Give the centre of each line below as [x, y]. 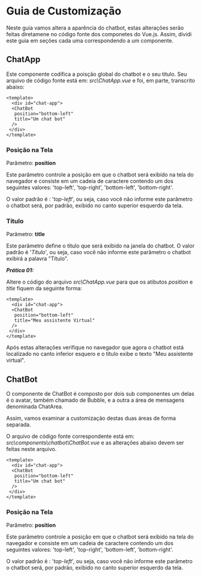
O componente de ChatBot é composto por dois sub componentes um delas [100, 394]
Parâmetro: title [25, 234]
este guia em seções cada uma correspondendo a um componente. [90, 40]
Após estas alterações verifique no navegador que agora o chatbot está [95, 348]
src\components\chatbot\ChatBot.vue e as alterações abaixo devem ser [95, 443]
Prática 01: [20, 270]
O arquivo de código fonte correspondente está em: [70, 436]
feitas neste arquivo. [31, 449]
